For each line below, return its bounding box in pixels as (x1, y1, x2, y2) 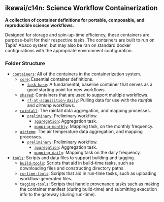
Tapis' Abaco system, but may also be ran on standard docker (5, 42, 131, 48)
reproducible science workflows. (5, 22, 74, 28)
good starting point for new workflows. (27, 87, 106, 93)
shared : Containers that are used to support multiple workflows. (19, 92, 149, 98)
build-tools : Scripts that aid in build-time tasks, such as (19, 160, 134, 166)
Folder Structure (5, 60, 45, 67)
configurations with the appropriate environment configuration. (5, 47, 133, 53)
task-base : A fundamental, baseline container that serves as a (27, 81, 153, 88)
